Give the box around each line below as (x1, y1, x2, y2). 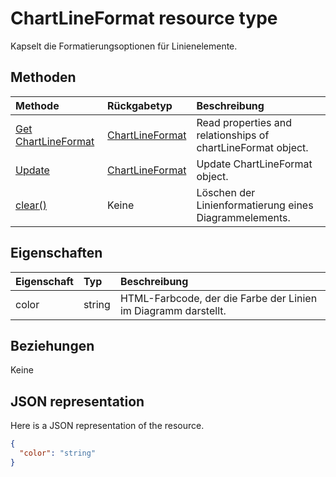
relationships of (196, 128, 270, 142)
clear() (15, 198, 48, 212)
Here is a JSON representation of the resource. (10, 420, 205, 432)
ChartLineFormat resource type (10, 7, 278, 30)
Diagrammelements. (196, 210, 291, 224)
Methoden (10, 69, 77, 86)
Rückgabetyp (107, 98, 173, 112)
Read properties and (196, 115, 292, 129)
